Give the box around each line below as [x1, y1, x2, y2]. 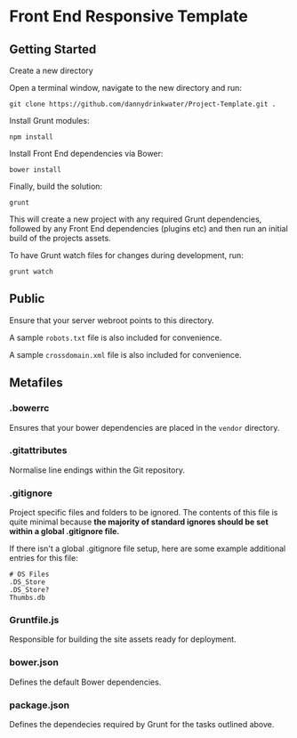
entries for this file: [9, 553, 78, 564]
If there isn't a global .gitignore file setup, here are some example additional [9, 543, 286, 554]
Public [9, 291, 45, 306]
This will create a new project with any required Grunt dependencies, [9, 214, 262, 224]
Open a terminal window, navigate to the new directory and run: [9, 83, 243, 93]
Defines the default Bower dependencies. [9, 677, 162, 687]
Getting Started [9, 42, 97, 57]
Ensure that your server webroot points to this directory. [9, 314, 215, 326]
